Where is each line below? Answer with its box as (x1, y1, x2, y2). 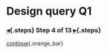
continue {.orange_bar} (6, 40, 64, 47)
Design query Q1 (6, 4, 92, 18)
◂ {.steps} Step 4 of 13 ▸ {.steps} (6, 26, 101, 35)
